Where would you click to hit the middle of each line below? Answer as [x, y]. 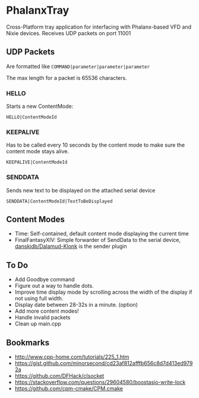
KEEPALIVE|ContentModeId [37, 162]
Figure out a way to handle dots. [54, 286]
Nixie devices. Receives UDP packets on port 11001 [69, 33]
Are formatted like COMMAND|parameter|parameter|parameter [78, 66]
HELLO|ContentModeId [32, 117]
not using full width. [39, 298]
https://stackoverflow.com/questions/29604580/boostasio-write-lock [100, 383]
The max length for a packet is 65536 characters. [67, 77]
